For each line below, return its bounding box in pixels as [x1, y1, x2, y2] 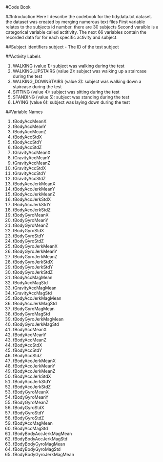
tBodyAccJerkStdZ [12, 207, 51, 213]
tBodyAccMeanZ [12, 129, 47, 134]
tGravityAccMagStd [12, 290, 52, 296]
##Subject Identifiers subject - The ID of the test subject [5, 44, 119, 49]
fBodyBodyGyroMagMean [12, 441, 65, 447]
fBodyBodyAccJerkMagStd [12, 436, 68, 441]
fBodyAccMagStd [12, 426, 48, 431]
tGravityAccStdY [12, 170, 46, 176]
